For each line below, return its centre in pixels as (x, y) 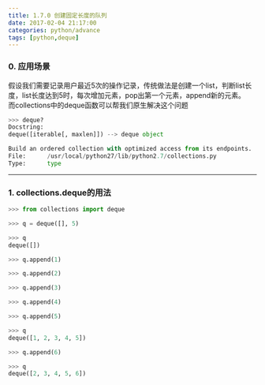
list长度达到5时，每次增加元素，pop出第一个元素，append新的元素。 (134, 95)
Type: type (35, 163)
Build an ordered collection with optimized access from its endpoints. (130, 149)
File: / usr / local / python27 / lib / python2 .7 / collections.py (112, 156)
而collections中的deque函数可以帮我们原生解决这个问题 (99, 105)
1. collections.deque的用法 (60, 192)
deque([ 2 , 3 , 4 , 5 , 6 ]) (47, 374)
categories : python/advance (54, 30)
